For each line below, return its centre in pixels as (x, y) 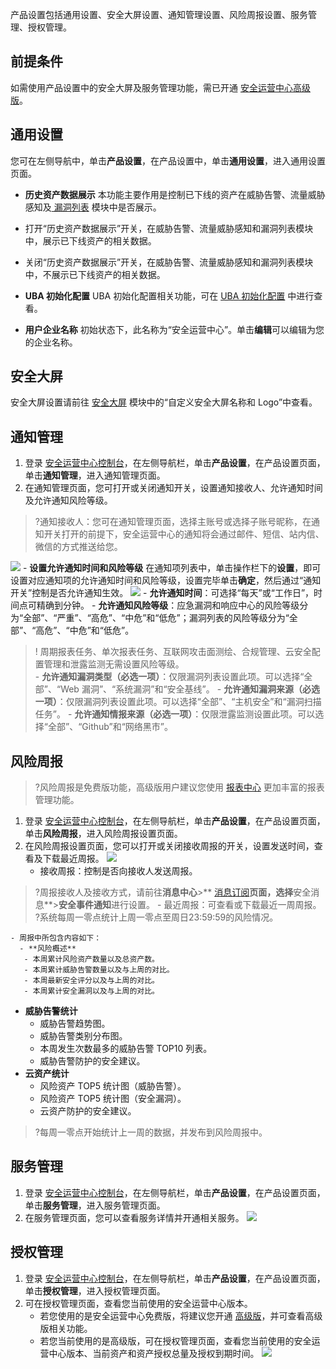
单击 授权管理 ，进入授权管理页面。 (95, 1290)
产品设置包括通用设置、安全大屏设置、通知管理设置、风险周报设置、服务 (159, 14)
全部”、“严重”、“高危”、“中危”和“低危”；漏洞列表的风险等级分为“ (156, 618)
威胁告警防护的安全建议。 (92, 1061)
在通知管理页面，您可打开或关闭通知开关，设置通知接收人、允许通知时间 (173, 488)
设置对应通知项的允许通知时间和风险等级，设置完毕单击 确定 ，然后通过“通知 (166, 580)
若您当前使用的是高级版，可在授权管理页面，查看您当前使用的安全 (175, 1340)
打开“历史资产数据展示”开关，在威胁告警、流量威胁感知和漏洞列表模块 (169, 228)
